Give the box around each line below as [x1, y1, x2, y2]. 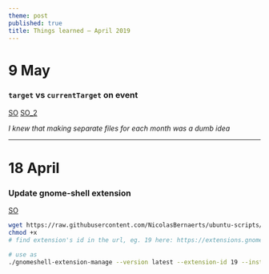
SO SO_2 [8, 107, 38, 117]
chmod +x [8, 229, 38, 237]
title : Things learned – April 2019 [8, 26, 130, 34]
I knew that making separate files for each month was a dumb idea [8, 123, 231, 133]
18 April [8, 159, 60, 177]
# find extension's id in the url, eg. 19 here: [8, 236, 174, 244]
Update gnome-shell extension [8, 187, 131, 199]
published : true [8, 19, 62, 27]
